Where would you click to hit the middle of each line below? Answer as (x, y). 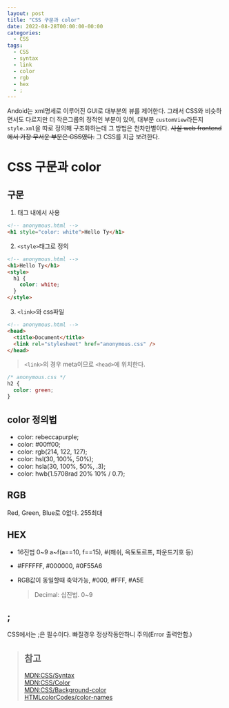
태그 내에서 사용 (38, 213)
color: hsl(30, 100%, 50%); (55, 458)
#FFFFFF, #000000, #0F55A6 (60, 566)
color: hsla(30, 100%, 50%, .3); (61, 466)
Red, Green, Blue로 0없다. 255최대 (55, 513)
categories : (24, 33)
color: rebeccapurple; (48, 437)
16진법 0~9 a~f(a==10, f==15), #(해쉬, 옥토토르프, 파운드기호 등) (105, 552)
